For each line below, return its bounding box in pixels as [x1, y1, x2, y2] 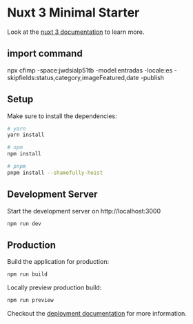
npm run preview [7, 297, 54, 304]
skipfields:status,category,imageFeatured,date [7, 73, 139, 82]
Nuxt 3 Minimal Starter [7, 5, 140, 21]
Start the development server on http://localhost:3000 [7, 207, 161, 215]
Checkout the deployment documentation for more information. [7, 309, 187, 318]
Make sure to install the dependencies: [7, 112, 117, 120]
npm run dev [7, 220, 41, 227]
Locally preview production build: [7, 283, 102, 292]
